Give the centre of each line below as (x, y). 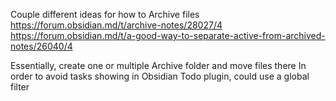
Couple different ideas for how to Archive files (105, 14)
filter (20, 87)
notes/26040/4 (41, 46)
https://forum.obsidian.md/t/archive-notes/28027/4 (116, 25)
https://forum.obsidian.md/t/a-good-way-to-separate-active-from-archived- (168, 35)
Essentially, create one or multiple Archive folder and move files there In (158, 65)
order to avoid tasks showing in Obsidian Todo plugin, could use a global (160, 76)
